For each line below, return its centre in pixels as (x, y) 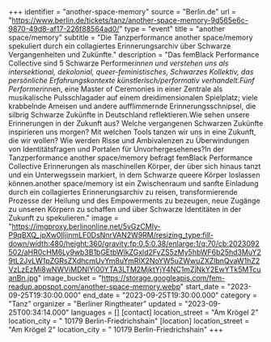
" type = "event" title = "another (171, 29)
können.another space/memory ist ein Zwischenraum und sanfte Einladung (133, 184)
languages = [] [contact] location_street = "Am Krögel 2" (165, 312)
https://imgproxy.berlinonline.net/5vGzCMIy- (86, 226)
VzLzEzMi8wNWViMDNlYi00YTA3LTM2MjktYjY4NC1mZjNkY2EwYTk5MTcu (135, 269)
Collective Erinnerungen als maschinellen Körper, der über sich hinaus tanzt (135, 166)
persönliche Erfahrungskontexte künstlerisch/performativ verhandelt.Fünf (131, 80)
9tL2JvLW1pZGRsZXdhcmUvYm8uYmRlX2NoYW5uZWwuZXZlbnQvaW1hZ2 (134, 261)
